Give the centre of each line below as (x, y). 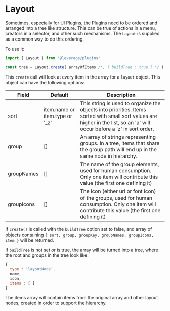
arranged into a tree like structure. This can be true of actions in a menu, (81, 28)
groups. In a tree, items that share (120, 143)
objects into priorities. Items (113, 109)
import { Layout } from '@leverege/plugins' (53, 58)
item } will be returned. (30, 240)
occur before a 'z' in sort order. (117, 129)
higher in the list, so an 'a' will (115, 122)
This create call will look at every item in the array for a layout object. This (83, 77)
